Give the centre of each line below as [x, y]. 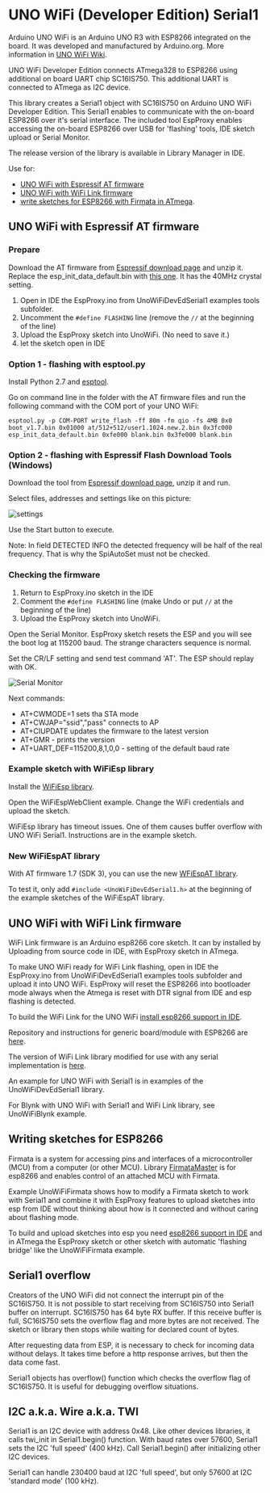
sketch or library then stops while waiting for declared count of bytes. [124, 1329]
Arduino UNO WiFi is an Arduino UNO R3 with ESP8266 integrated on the [130, 37]
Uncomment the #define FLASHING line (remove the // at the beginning [137, 318]
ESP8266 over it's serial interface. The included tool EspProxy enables [125, 120]
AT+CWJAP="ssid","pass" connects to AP [89, 722]
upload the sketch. [39, 810]
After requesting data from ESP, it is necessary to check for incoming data [131, 1345]
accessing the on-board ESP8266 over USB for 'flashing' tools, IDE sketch [132, 128]
